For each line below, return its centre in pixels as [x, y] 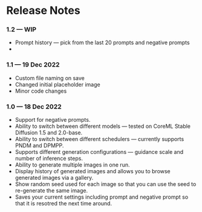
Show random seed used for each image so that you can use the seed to [106, 184]
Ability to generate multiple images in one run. [72, 165]
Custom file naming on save [50, 78]
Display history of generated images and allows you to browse [93, 171]
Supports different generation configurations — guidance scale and [99, 152]
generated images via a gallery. [54, 178]
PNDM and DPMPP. [39, 145]
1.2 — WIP [21, 30]
